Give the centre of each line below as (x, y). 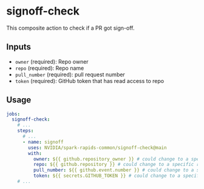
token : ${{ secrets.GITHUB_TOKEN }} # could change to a (107, 176)
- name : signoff (43, 142)
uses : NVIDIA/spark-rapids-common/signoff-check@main (97, 148)
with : (35, 153)
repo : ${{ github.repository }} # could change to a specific (114, 165)
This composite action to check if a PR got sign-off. (70, 28)
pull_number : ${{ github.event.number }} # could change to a (114, 170)
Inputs (19, 47)
